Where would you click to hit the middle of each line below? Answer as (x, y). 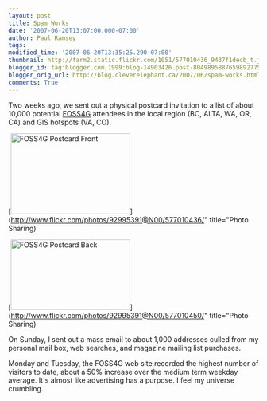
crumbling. (26, 388)
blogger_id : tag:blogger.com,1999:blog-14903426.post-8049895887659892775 (135, 68)
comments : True (33, 82)
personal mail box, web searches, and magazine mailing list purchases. (125, 348)
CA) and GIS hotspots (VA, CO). (60, 122)
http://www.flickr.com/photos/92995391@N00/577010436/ (108, 219)
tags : (17, 45)
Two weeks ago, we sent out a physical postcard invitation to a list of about (131, 105)
